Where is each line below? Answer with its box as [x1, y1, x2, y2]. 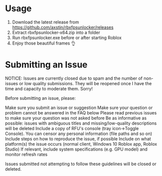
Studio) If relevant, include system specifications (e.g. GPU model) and [5, 146, 148, 152]
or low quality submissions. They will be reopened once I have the [19, 80, 152, 86]
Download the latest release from [12, 19, 79, 25]
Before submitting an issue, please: [5, 95, 76, 101]
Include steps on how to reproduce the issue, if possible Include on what [5, 135, 151, 142]
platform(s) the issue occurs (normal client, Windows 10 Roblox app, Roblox [5, 141, 157, 147]
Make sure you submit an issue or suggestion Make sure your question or [5, 105, 153, 110]
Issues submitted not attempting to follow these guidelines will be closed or [5, 161, 157, 167]
